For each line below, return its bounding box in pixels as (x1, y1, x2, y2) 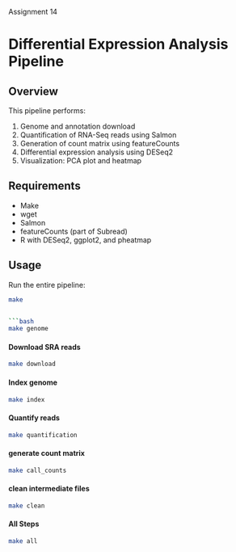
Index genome (8, 377, 58, 387)
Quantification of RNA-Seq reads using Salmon (19, 130, 177, 140)
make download (8, 360, 57, 369)
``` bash (8, 317, 35, 326)
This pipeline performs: (8, 106, 86, 116)
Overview (8, 84, 59, 98)
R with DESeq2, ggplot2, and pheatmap (19, 234, 152, 245)
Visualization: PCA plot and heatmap (19, 156, 142, 165)
